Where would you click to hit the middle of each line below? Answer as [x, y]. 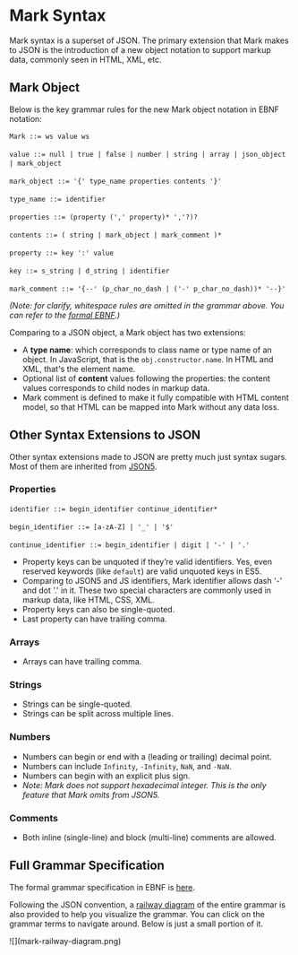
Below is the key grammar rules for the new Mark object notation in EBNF [145, 109]
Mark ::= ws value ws [50, 136]
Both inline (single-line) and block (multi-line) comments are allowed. [149, 838]
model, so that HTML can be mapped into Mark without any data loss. [151, 407]
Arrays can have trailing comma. [82, 662]
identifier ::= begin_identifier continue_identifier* [114, 509]
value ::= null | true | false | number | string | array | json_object [148, 154]
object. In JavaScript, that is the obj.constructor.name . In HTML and [148, 359]
